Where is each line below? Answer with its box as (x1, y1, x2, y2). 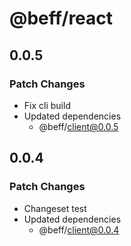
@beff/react (9, 7, 114, 30)
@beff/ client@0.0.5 (38, 120, 119, 132)
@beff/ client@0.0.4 (38, 223, 120, 236)
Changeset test (23, 202, 87, 214)
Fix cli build (23, 99, 71, 111)
